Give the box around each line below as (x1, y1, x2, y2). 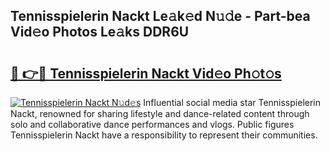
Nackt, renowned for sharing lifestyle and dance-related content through (10, 108, 310, 119)
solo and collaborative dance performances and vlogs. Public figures (10, 119, 295, 130)
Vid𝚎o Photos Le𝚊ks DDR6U (10, 24, 190, 41)
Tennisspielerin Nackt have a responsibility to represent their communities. (10, 129, 318, 141)
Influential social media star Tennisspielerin (143, 97, 322, 108)
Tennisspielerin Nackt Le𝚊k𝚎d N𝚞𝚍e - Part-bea (10, 8, 311, 25)
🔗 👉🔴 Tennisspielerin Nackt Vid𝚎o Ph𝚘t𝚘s (10, 65, 282, 82)
